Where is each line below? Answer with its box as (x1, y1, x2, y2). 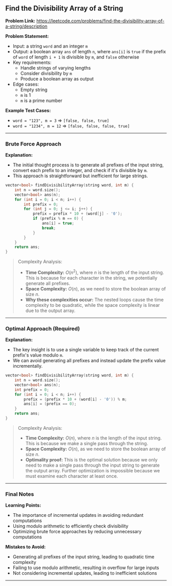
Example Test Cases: (5, 107, 51, 113)
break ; (41, 225, 56, 231)
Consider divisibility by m (20, 70, 72, 76)
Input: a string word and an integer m (12, 43, 88, 49)
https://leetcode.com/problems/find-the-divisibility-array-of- (36, 17, 165, 24)
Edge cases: (12, 81, 39, 87)
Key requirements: (12, 59, 52, 66)
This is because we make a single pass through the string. (25, 440, 148, 446)
